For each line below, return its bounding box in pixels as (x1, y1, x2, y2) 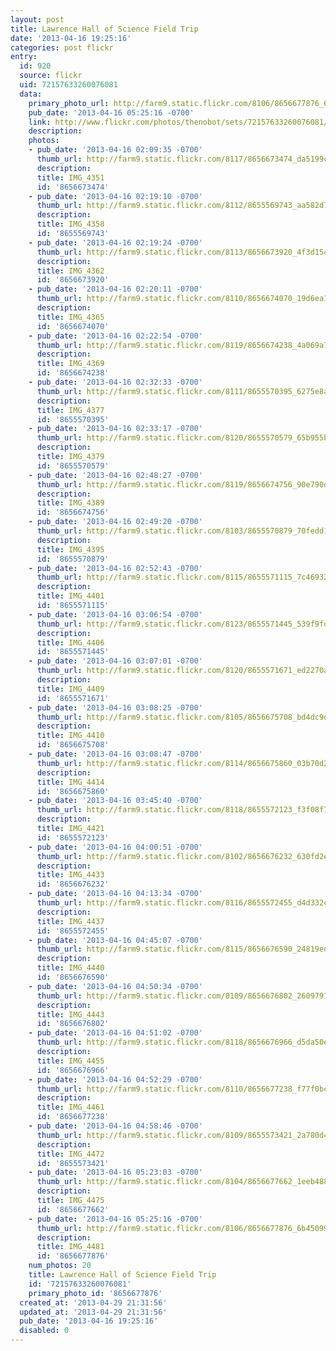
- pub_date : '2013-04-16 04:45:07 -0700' (28, 935, 203, 945)
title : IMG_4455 (36, 1056, 105, 1066)
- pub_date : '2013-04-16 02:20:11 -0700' (28, 284, 203, 295)
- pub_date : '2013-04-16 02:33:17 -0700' (28, 424, 203, 434)
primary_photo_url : (28, 98, 110, 108)
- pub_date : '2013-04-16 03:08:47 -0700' (28, 749, 203, 759)
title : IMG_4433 (36, 870, 105, 880)
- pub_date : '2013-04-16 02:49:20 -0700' (28, 517, 203, 527)
